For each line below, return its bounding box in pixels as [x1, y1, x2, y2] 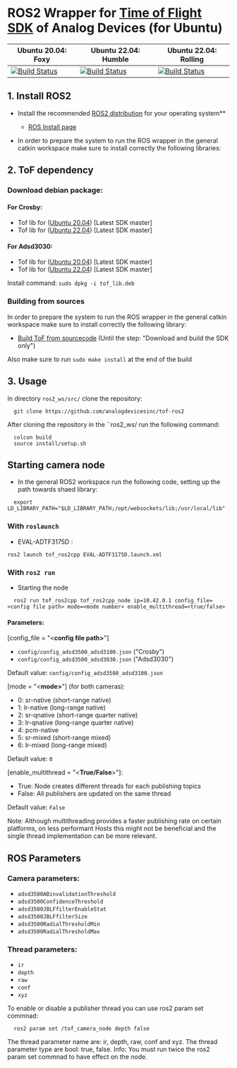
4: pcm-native [17, 726, 59, 734]
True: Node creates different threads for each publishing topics [17, 782, 201, 791]
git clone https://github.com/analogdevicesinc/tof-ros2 [13, 408, 185, 415]
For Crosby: [7, 202, 43, 211]
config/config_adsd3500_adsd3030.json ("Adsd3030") [17, 655, 174, 664]
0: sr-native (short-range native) [17, 696, 111, 705]
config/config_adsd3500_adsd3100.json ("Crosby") [17, 648, 164, 656]
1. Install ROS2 [7, 90, 72, 102]
